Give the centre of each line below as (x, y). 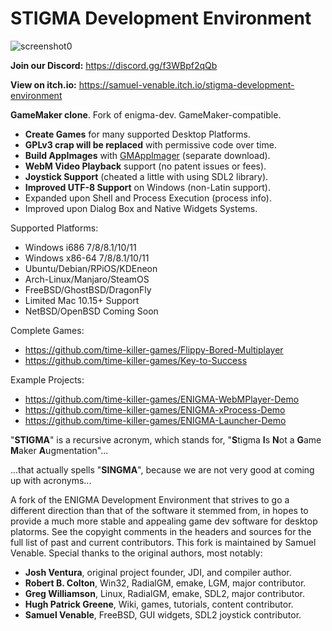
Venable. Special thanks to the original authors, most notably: (136, 553)
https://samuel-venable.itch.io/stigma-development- (186, 84)
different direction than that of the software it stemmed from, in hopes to (159, 510)
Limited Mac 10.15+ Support (82, 300)
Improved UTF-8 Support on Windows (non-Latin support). (148, 187)
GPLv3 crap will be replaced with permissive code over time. (150, 144)
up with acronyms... (51, 480)
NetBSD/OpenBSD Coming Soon (91, 311)
